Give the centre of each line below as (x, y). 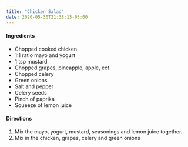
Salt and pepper (34, 86)
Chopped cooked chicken (46, 49)
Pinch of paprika (34, 99)
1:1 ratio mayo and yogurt (45, 55)
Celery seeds (31, 92)
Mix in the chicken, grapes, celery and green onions (78, 138)
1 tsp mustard (31, 61)
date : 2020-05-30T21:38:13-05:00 (47, 17)
